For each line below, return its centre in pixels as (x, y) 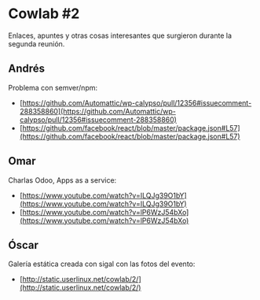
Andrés (27, 69)
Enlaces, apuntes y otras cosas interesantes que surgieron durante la (120, 35)
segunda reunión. (37, 43)
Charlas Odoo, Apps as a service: (62, 180)
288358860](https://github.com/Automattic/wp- (98, 111)
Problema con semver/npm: (53, 87)
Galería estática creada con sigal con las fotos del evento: (102, 264)
